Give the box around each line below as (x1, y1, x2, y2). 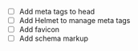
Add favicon (18, 25, 60, 34)
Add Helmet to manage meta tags (18, 16, 131, 25)
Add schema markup (18, 33, 89, 43)
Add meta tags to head (18, 7, 95, 16)
